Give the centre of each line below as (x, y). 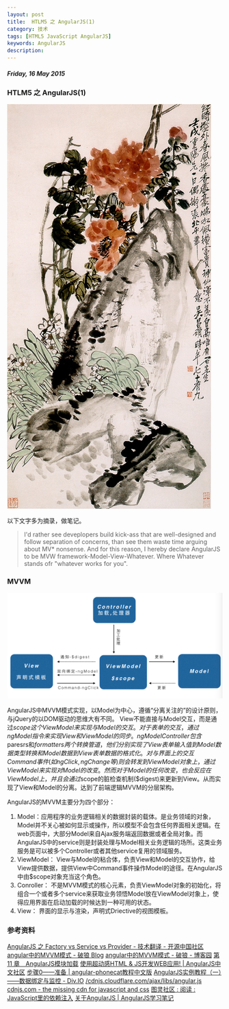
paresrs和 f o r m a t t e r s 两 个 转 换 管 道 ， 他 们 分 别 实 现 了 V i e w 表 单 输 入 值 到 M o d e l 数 (114, 744)
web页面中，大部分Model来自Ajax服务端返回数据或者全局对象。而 (110, 833)
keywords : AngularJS (37, 44)
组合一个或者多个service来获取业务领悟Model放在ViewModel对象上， (115, 893)
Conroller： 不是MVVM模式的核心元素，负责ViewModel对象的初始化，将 (119, 885)
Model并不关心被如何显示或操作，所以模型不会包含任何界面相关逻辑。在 (119, 825)
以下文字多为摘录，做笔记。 (46, 521)
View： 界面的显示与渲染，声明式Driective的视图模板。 (94, 911)
